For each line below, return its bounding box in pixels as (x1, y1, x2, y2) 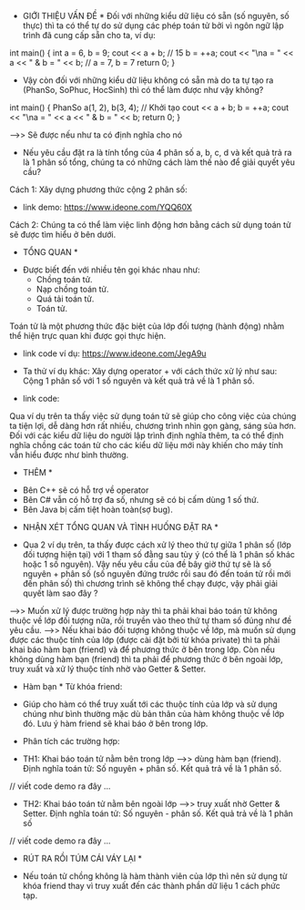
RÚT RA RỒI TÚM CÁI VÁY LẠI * (22, 854, 143, 864)
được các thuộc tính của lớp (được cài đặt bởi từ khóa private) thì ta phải (9, 635, 280, 645)
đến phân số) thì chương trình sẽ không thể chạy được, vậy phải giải (22, 578, 278, 588)
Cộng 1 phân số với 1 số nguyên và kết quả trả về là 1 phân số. (22, 375, 255, 386)
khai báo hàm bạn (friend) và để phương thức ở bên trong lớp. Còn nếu (9, 644, 276, 655)
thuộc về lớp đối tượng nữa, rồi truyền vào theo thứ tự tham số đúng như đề (9, 615, 292, 626)
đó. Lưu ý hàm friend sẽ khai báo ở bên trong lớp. (22, 718, 208, 729)
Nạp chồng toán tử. (36, 284, 109, 294)
